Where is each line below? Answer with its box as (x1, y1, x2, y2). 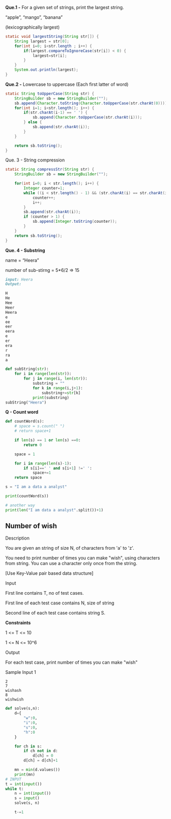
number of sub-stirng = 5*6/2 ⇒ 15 (5, 267, 80, 273)
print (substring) (32, 395, 70, 400)
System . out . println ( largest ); (14, 67, 79, 73)
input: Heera (5, 277, 33, 282)
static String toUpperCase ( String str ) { (5, 91, 95, 96)
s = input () (14, 795, 40, 801)
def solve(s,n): (5, 706, 40, 711)
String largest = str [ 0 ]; (14, 38, 70, 44)
